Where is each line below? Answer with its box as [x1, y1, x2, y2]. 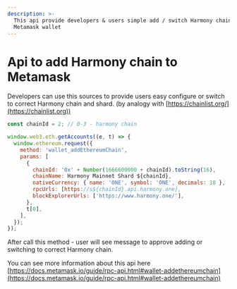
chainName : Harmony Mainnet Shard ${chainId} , [32, 173, 172, 180]
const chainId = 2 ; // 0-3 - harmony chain [7, 121, 138, 128]
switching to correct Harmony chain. [7, 245, 114, 254]
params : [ [20, 153, 49, 160]
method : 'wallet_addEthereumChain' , [20, 146, 128, 154]
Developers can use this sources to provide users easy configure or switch [7, 92, 226, 101]
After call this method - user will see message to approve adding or [7, 238, 203, 247]
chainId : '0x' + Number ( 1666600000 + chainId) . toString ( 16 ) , [32, 166, 217, 173]
